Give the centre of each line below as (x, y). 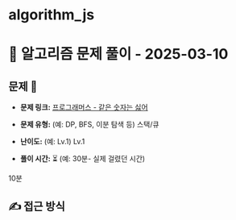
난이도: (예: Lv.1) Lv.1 (52, 142)
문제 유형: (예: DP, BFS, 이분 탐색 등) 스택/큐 (89, 125)
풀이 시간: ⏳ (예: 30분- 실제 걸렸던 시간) (83, 159)
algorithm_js (52, 15)
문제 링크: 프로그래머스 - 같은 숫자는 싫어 (84, 107)
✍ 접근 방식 (37, 206)
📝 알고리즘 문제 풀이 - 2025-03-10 (118, 54)
